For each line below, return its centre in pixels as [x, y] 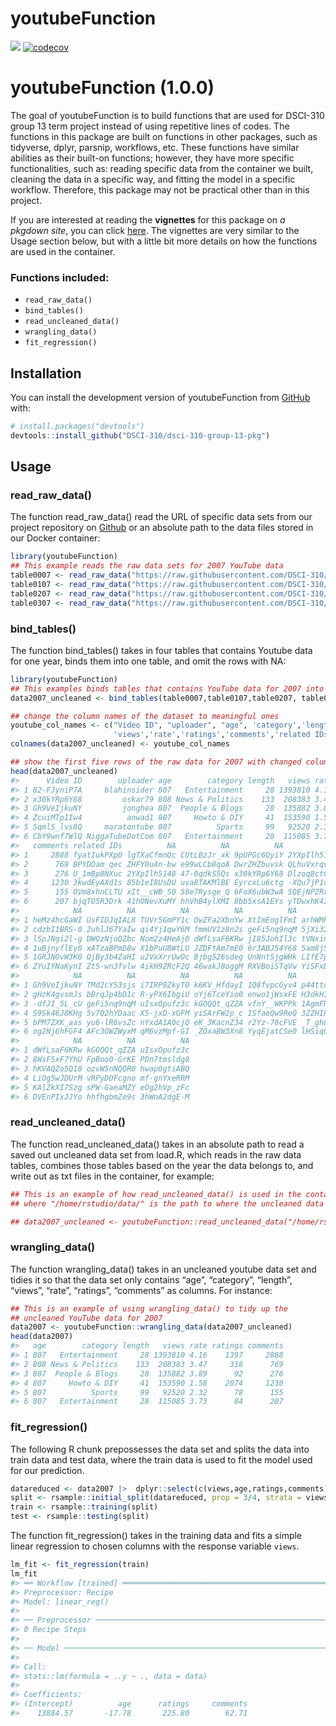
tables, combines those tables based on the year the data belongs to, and [162, 1165]
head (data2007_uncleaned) [64, 771]
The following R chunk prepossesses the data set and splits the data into [160, 1449]
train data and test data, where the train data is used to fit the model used [161, 1459]
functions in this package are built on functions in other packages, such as [164, 136]
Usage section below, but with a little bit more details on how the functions [164, 241]
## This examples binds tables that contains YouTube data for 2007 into [167, 688]
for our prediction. [47, 1470]
